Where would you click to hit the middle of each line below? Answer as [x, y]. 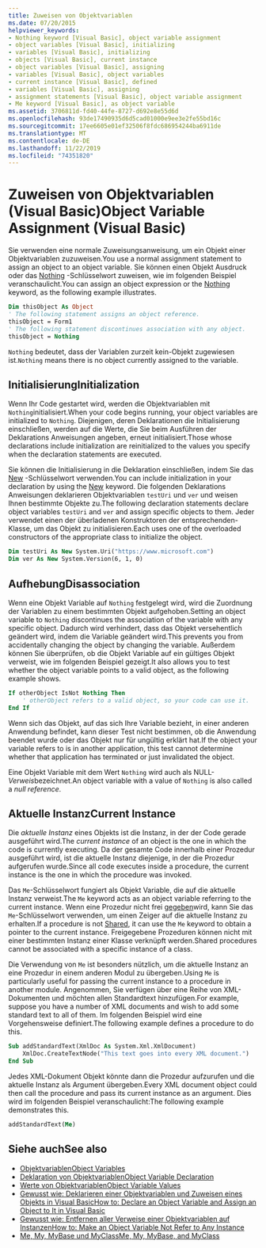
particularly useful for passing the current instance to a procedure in [120, 981]
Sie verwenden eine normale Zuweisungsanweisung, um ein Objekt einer [127, 250]
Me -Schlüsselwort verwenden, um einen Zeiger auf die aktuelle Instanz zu [128, 915]
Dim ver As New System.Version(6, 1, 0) [76, 559]
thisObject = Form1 [40, 322]
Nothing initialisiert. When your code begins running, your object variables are [133, 412]
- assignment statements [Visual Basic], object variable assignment [125, 97]
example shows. [35, 678]
